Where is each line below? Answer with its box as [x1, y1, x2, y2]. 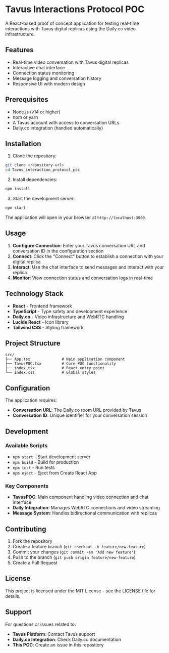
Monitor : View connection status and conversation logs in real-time [12, 275, 153, 281]
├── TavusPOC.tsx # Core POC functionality [5, 361, 116, 366]
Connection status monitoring [12, 70, 75, 76]
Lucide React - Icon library [12, 319, 69, 325]
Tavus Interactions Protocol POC [5, 4, 145, 15]
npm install [5, 186, 30, 192]
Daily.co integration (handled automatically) [12, 125, 103, 131]
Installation [5, 139, 41, 148]
